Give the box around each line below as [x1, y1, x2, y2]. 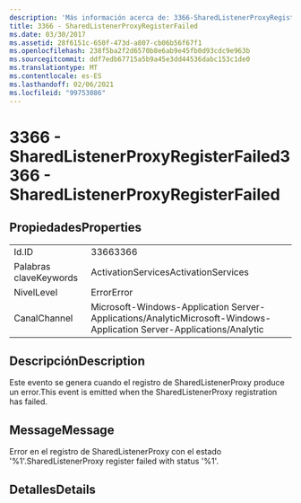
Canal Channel [13, 312, 73, 324]
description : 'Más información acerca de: [9, 13, 170, 22]
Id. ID [13, 245, 34, 258]
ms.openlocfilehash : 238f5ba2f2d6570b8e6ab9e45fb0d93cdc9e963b [9, 47, 251, 56]
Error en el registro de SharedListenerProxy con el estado [9, 446, 222, 457]
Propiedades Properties [9, 220, 142, 235]
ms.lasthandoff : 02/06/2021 [9, 80, 115, 89]
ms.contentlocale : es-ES [9, 72, 102, 81]
